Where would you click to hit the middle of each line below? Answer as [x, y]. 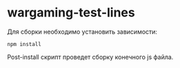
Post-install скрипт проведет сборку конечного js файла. [90, 57]
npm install [24, 44]
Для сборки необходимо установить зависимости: [82, 32]
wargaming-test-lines [71, 13]
